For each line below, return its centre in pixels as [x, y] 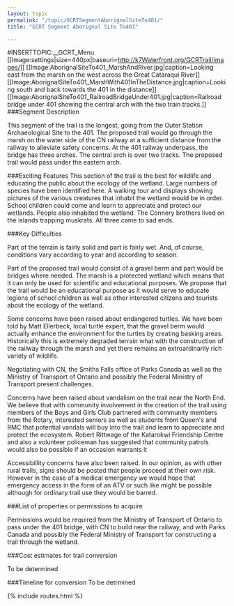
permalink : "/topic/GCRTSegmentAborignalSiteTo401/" [85, 20]
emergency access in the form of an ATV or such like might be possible [110, 485]
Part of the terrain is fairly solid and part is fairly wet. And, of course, [106, 248]
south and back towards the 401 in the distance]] [86, 90]
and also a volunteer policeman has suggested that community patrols [108, 442]
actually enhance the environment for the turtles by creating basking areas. [115, 334]
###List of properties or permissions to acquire [75, 506]
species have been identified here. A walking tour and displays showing [110, 191]
